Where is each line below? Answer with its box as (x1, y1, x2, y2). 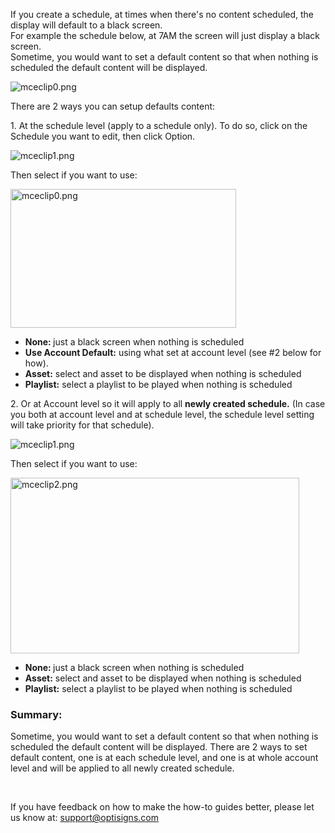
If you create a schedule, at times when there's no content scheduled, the (10, 9, 315, 20)
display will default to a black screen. (10, 19, 163, 31)
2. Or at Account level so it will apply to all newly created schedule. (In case (10, 398, 326, 409)
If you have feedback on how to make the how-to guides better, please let (10, 801, 315, 813)
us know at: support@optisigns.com (10, 812, 159, 824)
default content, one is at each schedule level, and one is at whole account (10, 752, 319, 764)
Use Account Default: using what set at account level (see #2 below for (24, 347, 322, 358)
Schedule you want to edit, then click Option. (10, 130, 196, 142)
